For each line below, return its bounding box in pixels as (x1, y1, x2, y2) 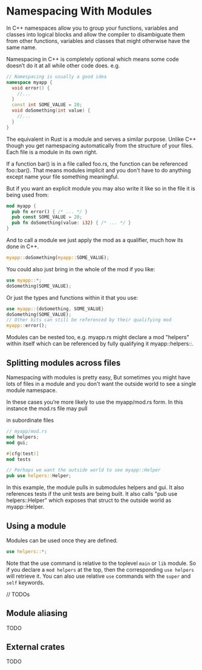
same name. (6, 44, 37, 51)
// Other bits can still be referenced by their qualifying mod (6, 317, 172, 323)
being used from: (6, 191, 50, 198)
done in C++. (6, 243, 39, 250)
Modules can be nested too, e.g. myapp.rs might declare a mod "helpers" (6, 334, 189, 341)
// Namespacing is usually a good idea (6, 73, 107, 80)
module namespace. (6, 387, 57, 394)
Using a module (6, 521, 67, 531)
